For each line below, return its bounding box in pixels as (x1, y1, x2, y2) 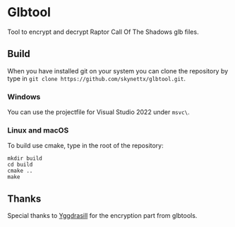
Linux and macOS (7, 125, 69, 135)
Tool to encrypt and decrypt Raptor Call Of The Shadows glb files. (7, 27, 199, 36)
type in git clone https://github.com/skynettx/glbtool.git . (7, 74, 186, 82)
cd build (7, 161, 33, 168)
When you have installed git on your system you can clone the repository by (7, 66, 229, 75)
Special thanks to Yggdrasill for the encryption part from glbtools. (7, 211, 198, 220)
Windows (7, 92, 41, 102)
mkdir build (7, 155, 42, 162)
